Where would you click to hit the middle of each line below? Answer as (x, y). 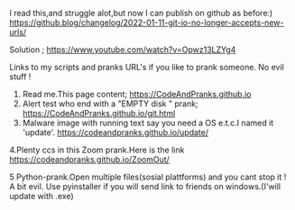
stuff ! (20, 77)
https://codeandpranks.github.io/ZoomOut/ (89, 160)
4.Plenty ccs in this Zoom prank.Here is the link (97, 150)
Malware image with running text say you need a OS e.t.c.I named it (148, 123)
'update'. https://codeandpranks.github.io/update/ (115, 132)
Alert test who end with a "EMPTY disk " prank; (110, 104)
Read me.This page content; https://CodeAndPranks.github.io (137, 94)
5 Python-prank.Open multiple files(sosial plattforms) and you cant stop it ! (148, 177)
